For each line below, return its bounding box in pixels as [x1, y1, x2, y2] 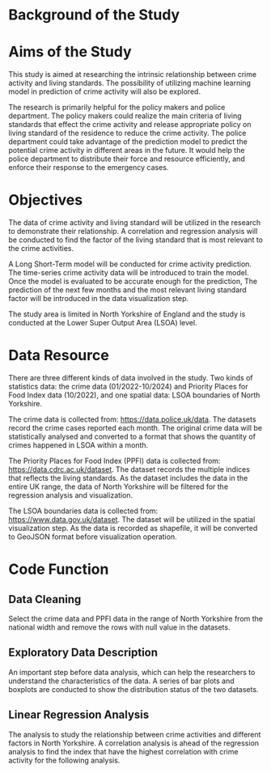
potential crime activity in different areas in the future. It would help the [8, 146, 245, 155]
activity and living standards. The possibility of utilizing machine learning [8, 79, 251, 88]
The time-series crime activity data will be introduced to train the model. [8, 268, 249, 278]
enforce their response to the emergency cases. [8, 163, 169, 172]
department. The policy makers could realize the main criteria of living [8, 111, 242, 121]
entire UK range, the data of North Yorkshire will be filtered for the [8, 482, 229, 491]
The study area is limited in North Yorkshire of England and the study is [8, 309, 246, 319]
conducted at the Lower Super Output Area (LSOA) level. [8, 318, 197, 328]
